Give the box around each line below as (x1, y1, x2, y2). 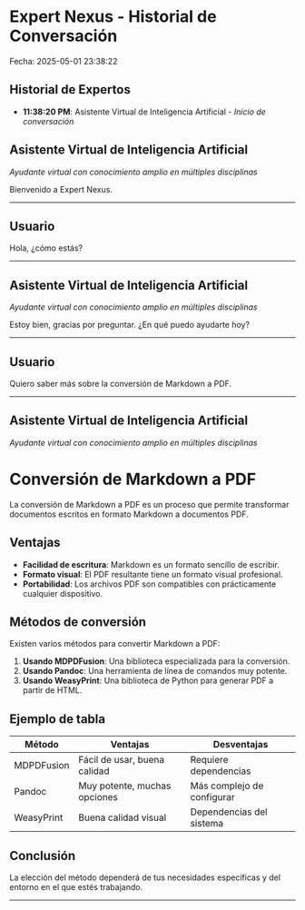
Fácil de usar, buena (78, 754, 165, 767)
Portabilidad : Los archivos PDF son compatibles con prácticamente (22, 579, 277, 589)
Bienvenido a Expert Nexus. (9, 183, 113, 194)
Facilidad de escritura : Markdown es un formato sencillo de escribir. (22, 559, 280, 569)
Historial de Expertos (9, 82, 132, 97)
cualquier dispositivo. (22, 588, 103, 598)
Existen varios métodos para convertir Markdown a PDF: (9, 638, 221, 649)
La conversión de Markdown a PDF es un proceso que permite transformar (9, 499, 290, 509)
